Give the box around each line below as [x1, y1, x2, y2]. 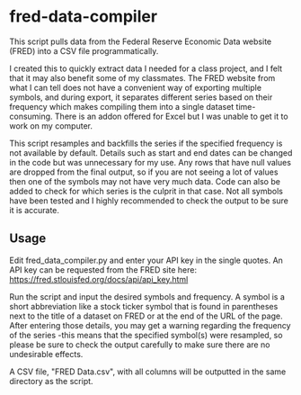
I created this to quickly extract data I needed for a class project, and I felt [9, 63, 283, 74]
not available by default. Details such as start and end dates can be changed [9, 147, 293, 158]
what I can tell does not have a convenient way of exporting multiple [9, 82, 262, 93]
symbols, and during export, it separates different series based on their [9, 92, 273, 103]
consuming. [9, 111, 53, 121]
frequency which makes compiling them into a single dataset [9, 101, 235, 112]
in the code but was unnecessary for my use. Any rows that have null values [9, 157, 292, 167]
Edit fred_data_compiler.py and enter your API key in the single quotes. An [9, 255, 283, 265]
